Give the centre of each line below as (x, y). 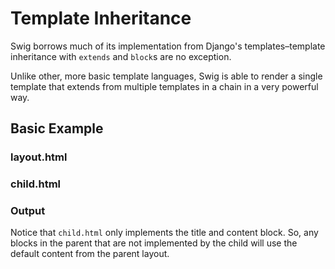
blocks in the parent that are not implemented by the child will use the (154, 243)
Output (28, 211)
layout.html (39, 157)
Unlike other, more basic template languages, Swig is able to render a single (166, 76)
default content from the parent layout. (90, 254)
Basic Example (57, 128)
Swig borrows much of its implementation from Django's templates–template (168, 46)
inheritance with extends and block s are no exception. (121, 56)
